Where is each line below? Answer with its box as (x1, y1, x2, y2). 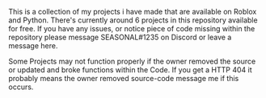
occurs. (8, 82, 34, 92)
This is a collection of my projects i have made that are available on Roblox (8, 7, 257, 16)
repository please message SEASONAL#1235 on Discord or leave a (8, 32, 232, 42)
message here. (8, 41, 58, 51)
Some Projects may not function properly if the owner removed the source (8, 56, 256, 66)
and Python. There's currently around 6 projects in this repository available (8, 15, 258, 25)
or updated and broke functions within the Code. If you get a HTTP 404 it (8, 65, 252, 75)
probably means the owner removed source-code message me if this (8, 74, 239, 83)
